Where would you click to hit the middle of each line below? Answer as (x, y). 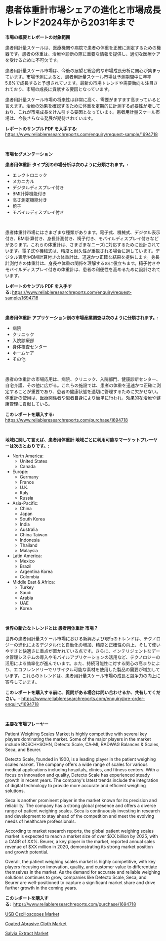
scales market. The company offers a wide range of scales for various (77, 764)
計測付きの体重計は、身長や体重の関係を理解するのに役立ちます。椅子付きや (83, 263)
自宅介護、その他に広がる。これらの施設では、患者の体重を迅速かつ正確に (81, 385)
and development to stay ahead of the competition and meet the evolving (80, 816)
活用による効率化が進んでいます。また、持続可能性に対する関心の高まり (78, 663)
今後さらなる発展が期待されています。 (57, 118)
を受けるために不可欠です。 (33, 60)
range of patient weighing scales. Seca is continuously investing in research (83, 811)
